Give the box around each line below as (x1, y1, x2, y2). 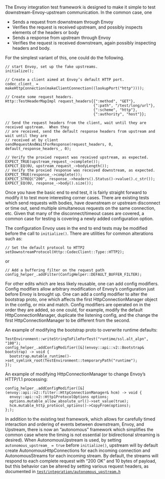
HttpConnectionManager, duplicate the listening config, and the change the (5, 312, 159, 318)
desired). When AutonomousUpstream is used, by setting (5, 437, 122, 443)
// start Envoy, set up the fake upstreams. (5, 64, 98, 69)
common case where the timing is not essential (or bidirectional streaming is (5, 432, 160, 438)
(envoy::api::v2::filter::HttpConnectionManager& (5, 390, 109, 395)
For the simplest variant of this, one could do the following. (5, 55, 125, 61)
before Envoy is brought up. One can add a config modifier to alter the (5, 291, 148, 297)
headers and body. (12, 45, 51, 51)
